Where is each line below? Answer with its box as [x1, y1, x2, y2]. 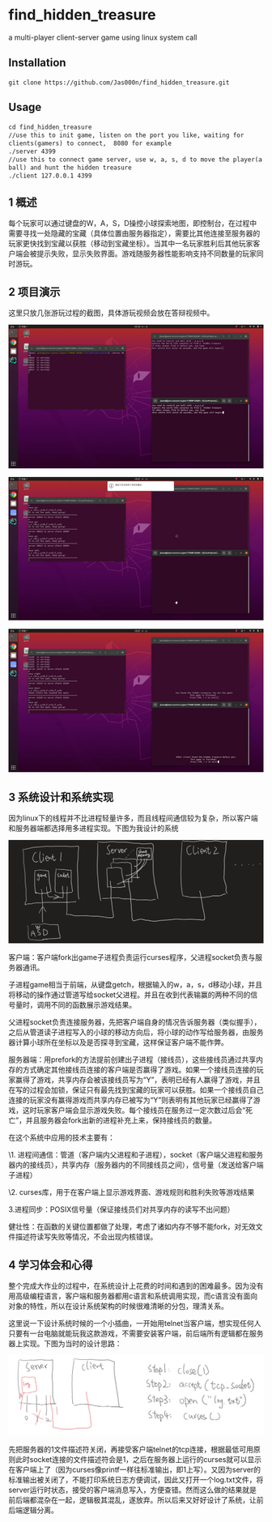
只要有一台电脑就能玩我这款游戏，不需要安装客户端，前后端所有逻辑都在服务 [8, 1328, 264, 1338]
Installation [8, 56, 66, 70]
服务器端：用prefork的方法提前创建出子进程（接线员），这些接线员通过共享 [8, 1055, 257, 1064]
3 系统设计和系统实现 [8, 790, 114, 804]
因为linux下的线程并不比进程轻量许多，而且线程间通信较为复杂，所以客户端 [8, 813, 258, 823]
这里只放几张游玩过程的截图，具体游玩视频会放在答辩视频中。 [8, 308, 215, 318]
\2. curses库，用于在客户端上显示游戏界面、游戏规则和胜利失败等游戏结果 [8, 1187, 255, 1197]
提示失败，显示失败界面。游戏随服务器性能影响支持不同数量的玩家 [36, 249, 257, 258]
